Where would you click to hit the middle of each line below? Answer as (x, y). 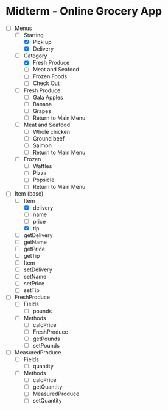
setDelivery (38, 269)
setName (35, 277)
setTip (32, 290)
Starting (33, 35)
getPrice (34, 249)
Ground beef (49, 138)
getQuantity (47, 387)
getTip (32, 256)
